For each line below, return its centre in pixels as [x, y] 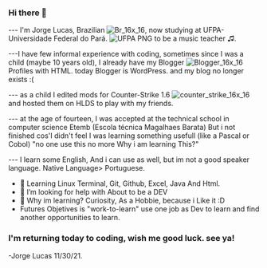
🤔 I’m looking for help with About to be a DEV [94, 192]
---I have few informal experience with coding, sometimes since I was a [126, 54]
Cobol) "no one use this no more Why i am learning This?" [104, 144]
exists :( [21, 80]
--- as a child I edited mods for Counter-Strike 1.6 [89, 95]
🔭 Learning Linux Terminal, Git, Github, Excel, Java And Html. [120, 183]
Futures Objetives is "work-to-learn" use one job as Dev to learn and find [139, 209]
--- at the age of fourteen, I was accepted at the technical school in [119, 119]
